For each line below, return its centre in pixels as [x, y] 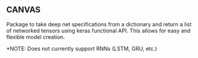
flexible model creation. [36, 37]
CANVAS [23, 10]
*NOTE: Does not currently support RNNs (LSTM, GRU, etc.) [82, 48]
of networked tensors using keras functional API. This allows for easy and [98, 30]
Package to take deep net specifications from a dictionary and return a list [99, 24]
